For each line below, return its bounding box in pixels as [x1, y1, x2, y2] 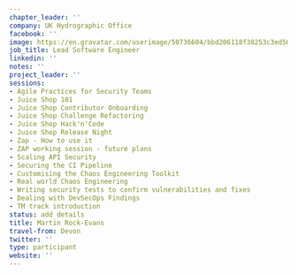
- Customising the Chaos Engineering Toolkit [9, 169, 179, 178]
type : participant [9, 243, 77, 252]
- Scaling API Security [9, 152, 97, 162]
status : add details [9, 209, 86, 219]
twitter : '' [9, 235, 53, 244]
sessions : [9, 79, 46, 88]
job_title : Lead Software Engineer [9, 46, 141, 55]
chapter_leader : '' [9, 12, 81, 22]
